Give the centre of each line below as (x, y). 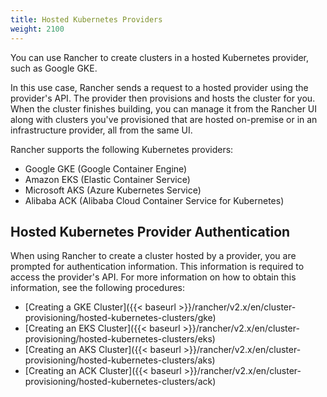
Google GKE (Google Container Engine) (106, 168)
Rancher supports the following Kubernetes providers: (122, 149)
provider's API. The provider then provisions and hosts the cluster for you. (163, 98)
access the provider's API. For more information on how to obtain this (153, 277)
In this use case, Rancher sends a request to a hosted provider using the (159, 87)
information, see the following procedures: (98, 288)
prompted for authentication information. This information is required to (157, 267)
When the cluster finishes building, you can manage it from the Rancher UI (164, 108)
